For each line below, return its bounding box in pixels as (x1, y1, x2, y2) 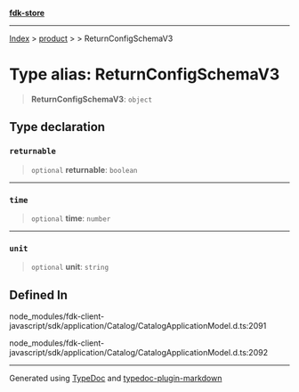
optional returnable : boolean (30, 164, 138, 175)
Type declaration (9, 119, 105, 135)
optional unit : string (30, 262, 109, 273)
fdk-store (9, 8, 45, 18)
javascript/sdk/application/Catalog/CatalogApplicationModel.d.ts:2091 (9, 321, 267, 331)
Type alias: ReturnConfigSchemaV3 (9, 64, 280, 85)
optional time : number (30, 213, 111, 224)
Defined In (9, 287, 69, 302)
